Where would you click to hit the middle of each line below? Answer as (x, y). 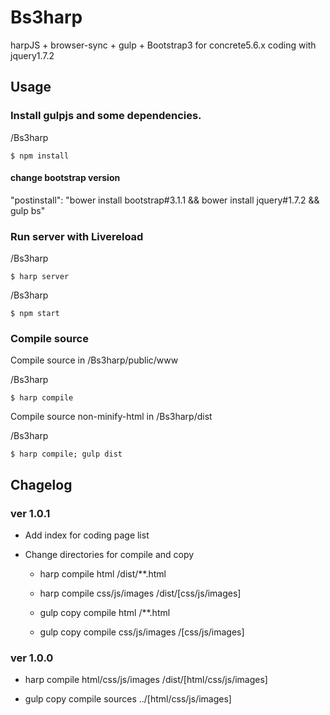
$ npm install (40, 156)
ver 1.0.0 (32, 658)
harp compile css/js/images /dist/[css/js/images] (140, 593)
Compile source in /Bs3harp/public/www (94, 360)
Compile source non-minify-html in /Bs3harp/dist (111, 417)
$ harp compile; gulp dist (66, 454)
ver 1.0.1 (30, 513)
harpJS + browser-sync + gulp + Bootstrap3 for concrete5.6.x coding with (163, 45)
